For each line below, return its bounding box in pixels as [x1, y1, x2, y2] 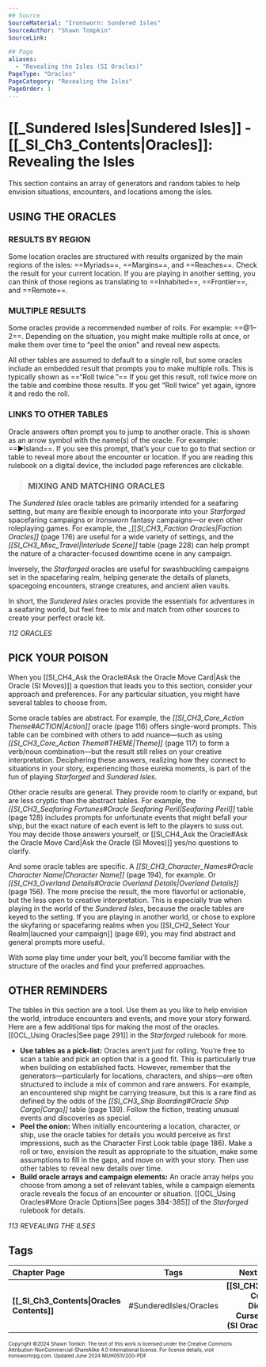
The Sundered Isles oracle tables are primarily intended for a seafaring [8, 498, 239, 508]
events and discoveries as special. [19, 1113, 132, 1122]
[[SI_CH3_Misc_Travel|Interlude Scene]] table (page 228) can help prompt [8, 540, 249, 550]
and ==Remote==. [8, 286, 68, 295]
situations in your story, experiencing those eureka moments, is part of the [8, 763, 251, 773]
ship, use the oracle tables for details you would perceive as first [19, 1129, 231, 1139]
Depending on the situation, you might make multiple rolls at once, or [25, 332, 251, 341]
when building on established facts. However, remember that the [19, 1062, 231, 1072]
